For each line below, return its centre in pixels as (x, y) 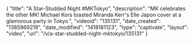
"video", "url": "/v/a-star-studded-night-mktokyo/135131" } (77, 34)
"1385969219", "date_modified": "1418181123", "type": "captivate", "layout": (97, 27)
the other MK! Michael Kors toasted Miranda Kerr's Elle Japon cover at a (94, 15)
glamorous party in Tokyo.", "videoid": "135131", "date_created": (83, 21)
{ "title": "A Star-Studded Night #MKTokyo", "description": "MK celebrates (96, 9)
